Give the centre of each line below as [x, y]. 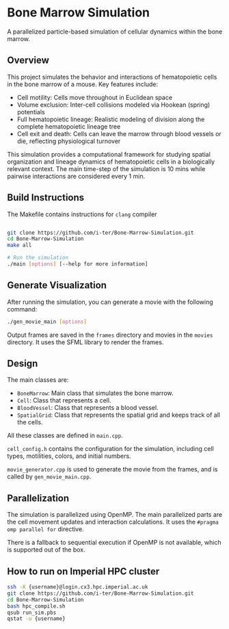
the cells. [30, 422]
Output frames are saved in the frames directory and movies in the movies [110, 335]
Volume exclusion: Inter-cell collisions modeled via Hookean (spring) [113, 105]
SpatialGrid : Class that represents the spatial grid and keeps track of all [119, 415]
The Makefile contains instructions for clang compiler [82, 214]
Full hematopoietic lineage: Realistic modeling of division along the [111, 119]
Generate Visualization [57, 285]
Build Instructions [46, 197]
